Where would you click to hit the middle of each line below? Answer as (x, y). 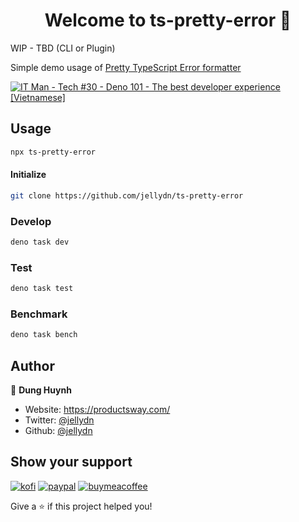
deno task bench (44, 335)
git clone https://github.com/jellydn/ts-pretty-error (127, 195)
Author (32, 365)
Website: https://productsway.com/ (97, 410)
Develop (31, 221)
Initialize (28, 175)
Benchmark (39, 314)
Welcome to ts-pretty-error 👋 (168, 20)
